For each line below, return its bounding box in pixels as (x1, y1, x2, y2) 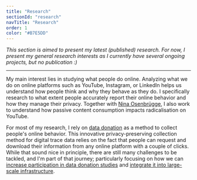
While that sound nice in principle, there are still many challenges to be (6, 149, 177, 156)
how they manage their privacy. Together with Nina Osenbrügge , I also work (6, 101, 191, 108)
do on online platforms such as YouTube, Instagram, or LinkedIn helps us (6, 82, 182, 89)
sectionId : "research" (6, 14, 62, 20)
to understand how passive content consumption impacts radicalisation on (6, 106, 186, 114)
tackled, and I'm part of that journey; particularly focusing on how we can (6, 155, 184, 162)
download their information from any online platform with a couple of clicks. (6, 143, 189, 150)
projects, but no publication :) (6, 59, 77, 66)
